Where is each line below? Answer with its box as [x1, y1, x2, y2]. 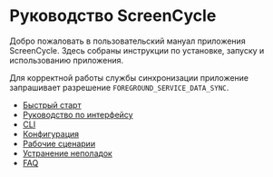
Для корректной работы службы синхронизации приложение [9, 72, 249, 83]
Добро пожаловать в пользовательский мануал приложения [9, 35, 247, 46]
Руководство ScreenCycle [9, 5, 217, 26]
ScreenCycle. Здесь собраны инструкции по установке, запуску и [9, 44, 265, 55]
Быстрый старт [22, 99, 82, 110]
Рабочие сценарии [22, 138, 96, 149]
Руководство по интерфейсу [22, 109, 133, 120]
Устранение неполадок [22, 147, 113, 159]
